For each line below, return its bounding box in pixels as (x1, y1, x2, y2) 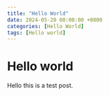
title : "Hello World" (7, 10, 69, 17)
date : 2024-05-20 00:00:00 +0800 (7, 16, 103, 23)
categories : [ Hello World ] (7, 23, 84, 29)
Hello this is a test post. (7, 82, 73, 90)
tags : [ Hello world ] (7, 29, 66, 36)
